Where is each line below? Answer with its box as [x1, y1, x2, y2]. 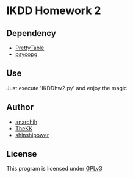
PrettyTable [15, 44, 45, 51]
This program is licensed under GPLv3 [6, 165, 102, 173]
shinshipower [15, 131, 49, 138]
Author [6, 102, 34, 113]
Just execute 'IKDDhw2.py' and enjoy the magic [6, 84, 127, 91]
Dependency [6, 28, 56, 38]
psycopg [15, 51, 38, 58]
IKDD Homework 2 [6, 4, 101, 18]
